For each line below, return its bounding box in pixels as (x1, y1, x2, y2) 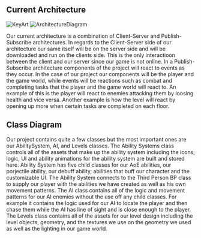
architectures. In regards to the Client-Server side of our (32, 38, 172, 46)
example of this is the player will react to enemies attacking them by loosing (6, 89, 194, 97)
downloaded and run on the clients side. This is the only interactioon (6, 51, 175, 59)
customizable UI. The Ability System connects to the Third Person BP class (6, 174, 191, 181)
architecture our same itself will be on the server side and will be (6, 45, 166, 52)
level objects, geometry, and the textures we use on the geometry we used (6, 218, 191, 225)
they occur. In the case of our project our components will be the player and (6, 70, 194, 77)
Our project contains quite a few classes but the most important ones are (6, 135, 187, 143)
